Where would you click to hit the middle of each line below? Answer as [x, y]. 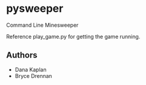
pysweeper [35, 9]
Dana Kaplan [31, 70]
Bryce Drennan [34, 75]
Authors [22, 55]
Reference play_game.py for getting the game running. [73, 36]
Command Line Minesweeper [42, 25]
